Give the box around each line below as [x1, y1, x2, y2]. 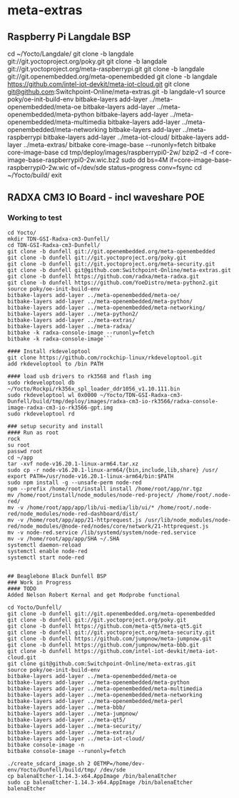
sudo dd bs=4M [121, 156, 168, 164]
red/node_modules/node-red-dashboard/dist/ [7, 510, 139, 517]
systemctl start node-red [7, 554, 84, 561]
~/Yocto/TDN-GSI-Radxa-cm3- [99, 391, 183, 398]
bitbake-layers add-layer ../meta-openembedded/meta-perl [7, 697, 183, 704]
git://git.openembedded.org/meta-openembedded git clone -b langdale [7, 72, 218, 81]
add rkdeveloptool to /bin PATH [7, 360, 103, 368]
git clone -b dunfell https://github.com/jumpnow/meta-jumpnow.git [7, 635, 213, 642]
